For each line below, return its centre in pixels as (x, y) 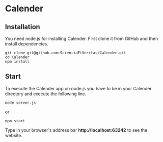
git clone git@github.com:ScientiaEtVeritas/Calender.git (66, 53)
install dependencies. (27, 44)
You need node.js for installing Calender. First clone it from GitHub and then (81, 38)
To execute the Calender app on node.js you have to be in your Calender (79, 88)
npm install (17, 62)
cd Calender (17, 57)
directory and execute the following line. (46, 94)
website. (14, 135)
